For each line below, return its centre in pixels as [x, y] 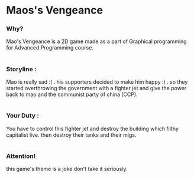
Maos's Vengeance [55, 10]
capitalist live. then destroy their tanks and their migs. [71, 135]
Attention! [21, 156]
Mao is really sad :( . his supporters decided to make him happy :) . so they [97, 82]
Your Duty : [23, 116]
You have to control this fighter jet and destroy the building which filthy [93, 128]
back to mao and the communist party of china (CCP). [72, 94]
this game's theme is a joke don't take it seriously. [67, 169]
